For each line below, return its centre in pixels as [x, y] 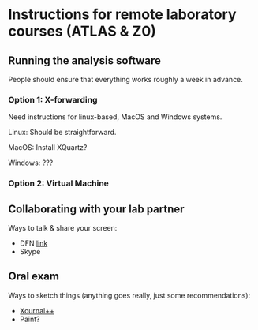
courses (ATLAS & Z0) [82, 31]
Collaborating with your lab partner [96, 209]
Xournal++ [37, 310]
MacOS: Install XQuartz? [48, 148]
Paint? [30, 319]
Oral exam [34, 277]
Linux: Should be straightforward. [62, 133]
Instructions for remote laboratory [122, 15]
